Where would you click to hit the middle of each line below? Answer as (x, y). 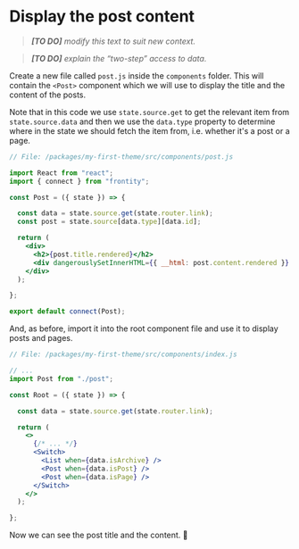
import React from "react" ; (62, 173)
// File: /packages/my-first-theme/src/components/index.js (124, 354)
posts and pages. (41, 338)
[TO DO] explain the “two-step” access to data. (119, 58)
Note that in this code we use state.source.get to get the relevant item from (149, 112)
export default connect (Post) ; (67, 312)
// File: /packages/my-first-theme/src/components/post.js (121, 157)
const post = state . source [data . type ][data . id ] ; (109, 222)
